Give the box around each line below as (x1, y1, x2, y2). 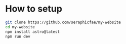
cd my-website (5, 24, 35, 29)
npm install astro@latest (5, 29, 60, 34)
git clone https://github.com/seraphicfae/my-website (5, 20, 121, 25)
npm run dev (5, 34, 30, 39)
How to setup (5, 3, 62, 15)
